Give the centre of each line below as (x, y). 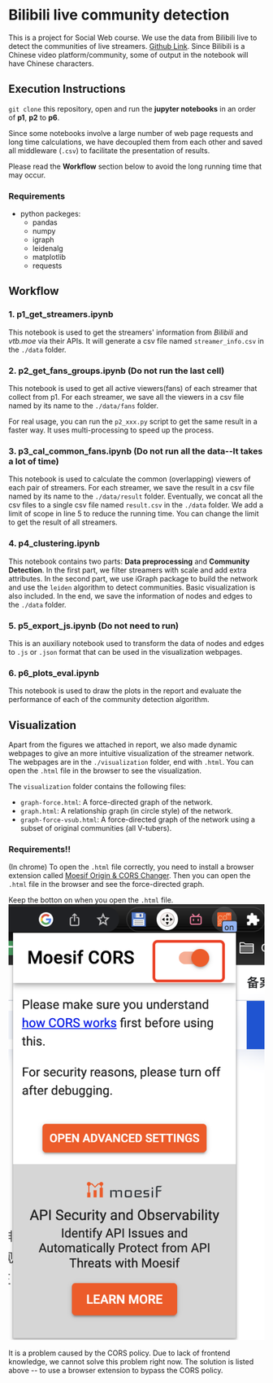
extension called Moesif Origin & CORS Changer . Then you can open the (130, 876)
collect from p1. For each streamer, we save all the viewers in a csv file (126, 397)
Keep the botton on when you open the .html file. (91, 900)
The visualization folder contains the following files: (97, 787)
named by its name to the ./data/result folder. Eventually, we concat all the (136, 496)
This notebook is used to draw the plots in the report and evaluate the (125, 691)
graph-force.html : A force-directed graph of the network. (116, 802)
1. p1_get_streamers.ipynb (61, 314)
